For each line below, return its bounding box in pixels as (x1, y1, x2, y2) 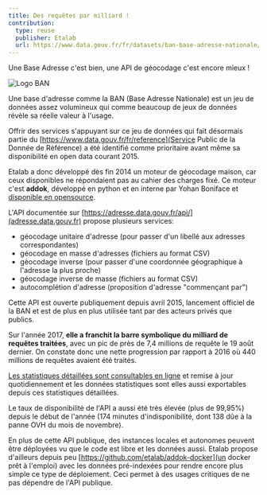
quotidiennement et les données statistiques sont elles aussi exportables (8, 380, 246, 389)
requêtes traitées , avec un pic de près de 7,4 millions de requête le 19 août (8, 339, 254, 349)
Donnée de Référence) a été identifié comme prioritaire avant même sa (8, 143, 241, 153)
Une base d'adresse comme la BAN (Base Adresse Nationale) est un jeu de (8, 94, 254, 103)
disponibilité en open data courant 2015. (8, 152, 140, 162)
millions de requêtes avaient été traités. (8, 356, 137, 365)
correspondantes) (19, 240, 79, 250)
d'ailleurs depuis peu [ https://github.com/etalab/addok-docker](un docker (8, 453, 251, 462)
